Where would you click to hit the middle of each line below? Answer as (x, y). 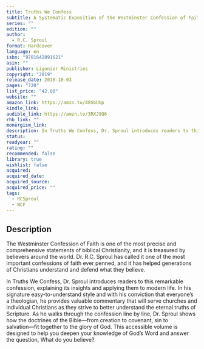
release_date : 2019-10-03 (39, 80)
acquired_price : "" (31, 188)
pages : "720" (23, 86)
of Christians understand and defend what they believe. (76, 270)
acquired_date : (25, 176)
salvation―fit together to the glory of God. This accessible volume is (92, 327)
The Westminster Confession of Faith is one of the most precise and (91, 244)
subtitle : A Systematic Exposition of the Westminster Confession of (96, 18)
